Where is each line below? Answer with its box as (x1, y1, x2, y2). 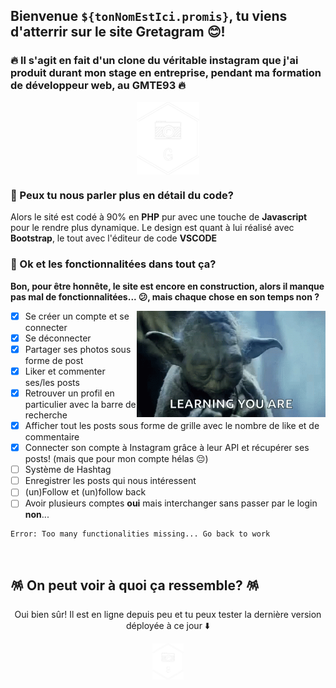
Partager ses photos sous (24, 343, 132, 355)
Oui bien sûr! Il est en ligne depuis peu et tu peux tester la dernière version (14, 609, 322, 621)
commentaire (24, 431, 80, 443)
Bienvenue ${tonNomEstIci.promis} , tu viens (10, 8, 288, 25)
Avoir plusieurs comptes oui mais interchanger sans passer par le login (24, 497, 318, 509)
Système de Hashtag (24, 464, 112, 476)
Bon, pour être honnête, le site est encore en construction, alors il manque (10, 280, 325, 292)
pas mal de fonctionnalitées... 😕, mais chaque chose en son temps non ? (10, 290, 320, 303)
